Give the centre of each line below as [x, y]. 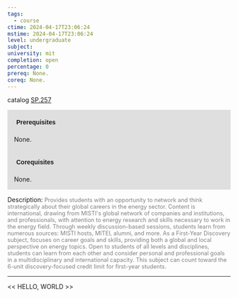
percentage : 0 [28, 67]
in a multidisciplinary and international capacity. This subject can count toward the [117, 260]
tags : [15, 14]
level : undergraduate [39, 40]
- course [27, 21]
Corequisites [35, 162]
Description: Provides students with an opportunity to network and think [105, 200]
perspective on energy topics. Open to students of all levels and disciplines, [108, 247]
